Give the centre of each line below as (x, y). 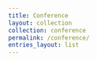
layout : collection (40, 23)
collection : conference (47, 30)
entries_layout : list (44, 45)
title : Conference (38, 15)
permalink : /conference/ (49, 38)
